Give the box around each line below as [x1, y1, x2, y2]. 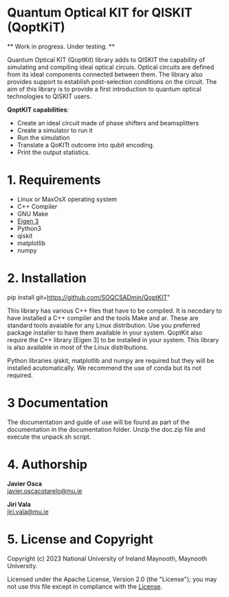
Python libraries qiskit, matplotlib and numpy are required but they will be [7, 356, 215, 364]
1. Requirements [7, 172, 101, 188]
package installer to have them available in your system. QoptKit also [7, 328, 203, 337]
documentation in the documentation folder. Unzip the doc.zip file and [7, 425, 206, 433]
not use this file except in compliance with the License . [7, 582, 163, 590]
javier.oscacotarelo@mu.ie [7, 487, 83, 495]
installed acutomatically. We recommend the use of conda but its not [7, 364, 201, 372]
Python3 [17, 224, 41, 232]
